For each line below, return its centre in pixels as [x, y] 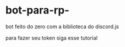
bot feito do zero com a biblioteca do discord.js [62, 26]
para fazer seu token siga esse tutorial [51, 38]
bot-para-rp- [37, 10]
